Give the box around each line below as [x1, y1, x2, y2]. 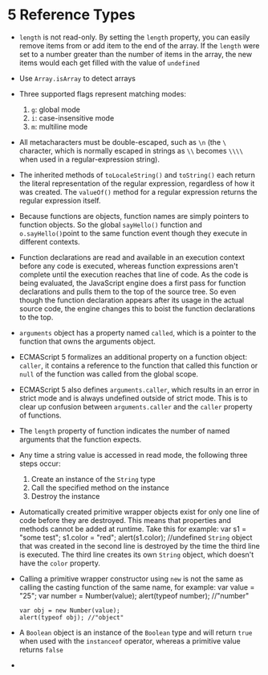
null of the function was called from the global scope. [18, 368, 198, 379]
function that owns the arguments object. [18, 336, 156, 346]
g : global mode [30, 105, 81, 114]
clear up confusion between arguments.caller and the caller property [18, 401, 254, 411]
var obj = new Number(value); [18, 606, 121, 615]
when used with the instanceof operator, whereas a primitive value [18, 636, 242, 645]
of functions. [18, 410, 62, 420]
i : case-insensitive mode [30, 113, 115, 122]
